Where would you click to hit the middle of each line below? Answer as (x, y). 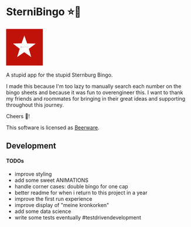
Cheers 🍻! (18, 116)
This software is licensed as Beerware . (53, 128)
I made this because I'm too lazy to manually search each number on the (94, 86)
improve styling (33, 174)
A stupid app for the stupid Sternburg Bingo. (59, 75)
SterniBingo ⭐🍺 (44, 12)
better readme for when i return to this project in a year (81, 192)
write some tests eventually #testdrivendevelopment (78, 217)
